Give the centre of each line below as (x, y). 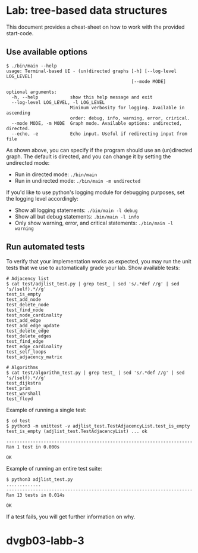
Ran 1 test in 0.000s (33, 447)
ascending (18, 113)
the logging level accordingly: (42, 198)
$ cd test (18, 421)
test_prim (18, 388)
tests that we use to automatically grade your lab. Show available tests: (93, 268)
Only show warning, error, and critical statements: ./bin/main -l (94, 223)
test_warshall (24, 394)
